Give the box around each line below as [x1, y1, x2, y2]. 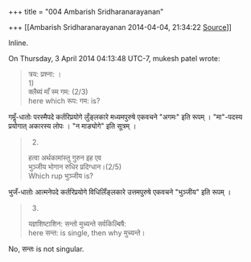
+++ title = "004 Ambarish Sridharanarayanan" [8, 7, 164, 16]
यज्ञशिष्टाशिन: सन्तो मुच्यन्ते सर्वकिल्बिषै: [27, 219, 126, 228]
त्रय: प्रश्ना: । [27, 69, 62, 79]
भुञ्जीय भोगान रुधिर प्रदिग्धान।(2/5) [27, 162, 122, 172]
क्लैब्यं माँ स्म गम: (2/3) [27, 87, 88, 96]
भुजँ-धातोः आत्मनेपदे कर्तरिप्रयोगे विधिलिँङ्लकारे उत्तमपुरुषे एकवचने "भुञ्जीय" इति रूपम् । [8, 187, 232, 197]
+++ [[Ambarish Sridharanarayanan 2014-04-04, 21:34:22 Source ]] [8, 23, 232, 31]
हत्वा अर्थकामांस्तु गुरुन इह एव [27, 153, 102, 162]
